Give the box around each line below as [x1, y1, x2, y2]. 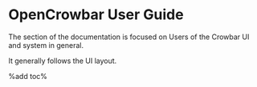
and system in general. [8, 40, 84, 49]
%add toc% [8, 71, 48, 81]
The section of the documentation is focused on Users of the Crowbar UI [8, 32, 250, 42]
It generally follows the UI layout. [8, 56, 117, 65]
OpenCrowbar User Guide [8, 6, 184, 24]
